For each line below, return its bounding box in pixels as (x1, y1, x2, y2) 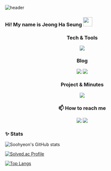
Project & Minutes (60, 81, 104, 88)
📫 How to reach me (58, 104, 106, 111)
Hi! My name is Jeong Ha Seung (5, 21, 82, 28)
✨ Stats (5, 130, 23, 137)
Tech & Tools (67, 34, 98, 41)
